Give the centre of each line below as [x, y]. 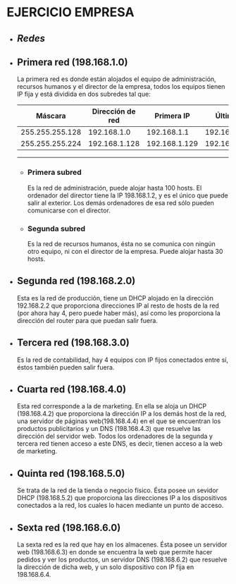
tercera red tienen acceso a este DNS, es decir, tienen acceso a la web [119, 444]
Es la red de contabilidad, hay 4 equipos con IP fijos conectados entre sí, [122, 360]
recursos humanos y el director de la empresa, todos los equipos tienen [121, 87]
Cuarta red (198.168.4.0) [72, 389]
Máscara [51, 116]
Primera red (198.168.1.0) [72, 62]
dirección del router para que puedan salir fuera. [87, 320]
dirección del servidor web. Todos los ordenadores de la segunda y [114, 436]
